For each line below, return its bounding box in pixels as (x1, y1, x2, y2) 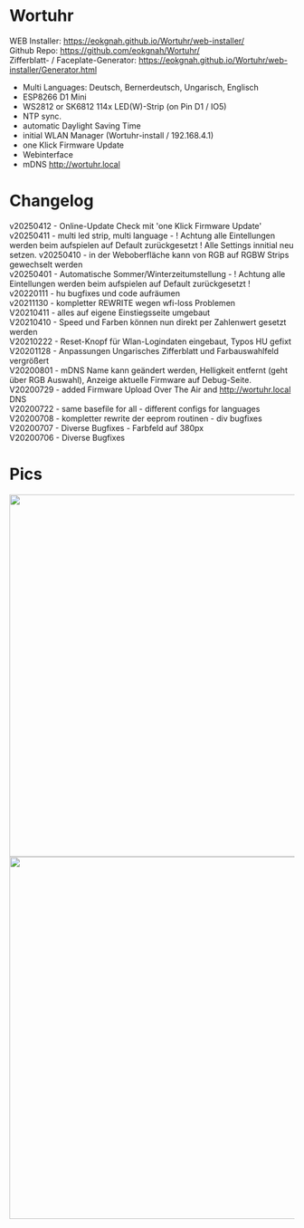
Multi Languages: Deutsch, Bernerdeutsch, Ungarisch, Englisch (22, 82, 260, 92)
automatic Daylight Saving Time (22, 120, 142, 131)
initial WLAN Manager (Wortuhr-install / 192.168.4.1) (22, 130, 214, 140)
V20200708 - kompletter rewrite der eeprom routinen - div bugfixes (9, 413, 262, 424)
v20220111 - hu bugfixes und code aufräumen (9, 287, 181, 299)
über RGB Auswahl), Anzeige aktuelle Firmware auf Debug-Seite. (9, 374, 252, 385)
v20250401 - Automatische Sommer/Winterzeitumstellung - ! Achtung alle (9, 268, 286, 279)
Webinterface (22, 149, 74, 159)
